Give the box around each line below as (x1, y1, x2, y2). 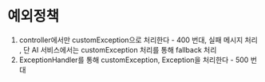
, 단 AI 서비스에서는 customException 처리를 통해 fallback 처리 (18, 45, 217, 54)
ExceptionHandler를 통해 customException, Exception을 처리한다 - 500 (18, 55, 249, 64)
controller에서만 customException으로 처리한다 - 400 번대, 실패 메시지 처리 (18, 35, 259, 45)
